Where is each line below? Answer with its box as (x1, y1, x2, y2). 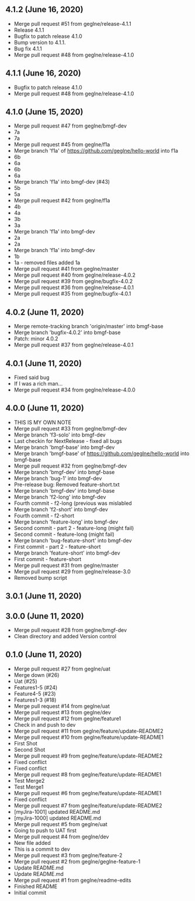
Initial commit (13, 889, 47, 896)
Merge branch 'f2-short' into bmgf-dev (13, 505, 109, 513)
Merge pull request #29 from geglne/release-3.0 (13, 568, 131, 575)
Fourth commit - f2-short (13, 512, 74, 519)
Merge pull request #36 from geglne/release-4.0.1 (13, 284, 134, 291)
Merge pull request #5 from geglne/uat (13, 820, 107, 827)
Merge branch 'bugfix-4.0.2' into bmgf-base (13, 329, 121, 336)
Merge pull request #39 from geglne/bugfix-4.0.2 (13, 278, 133, 285)
